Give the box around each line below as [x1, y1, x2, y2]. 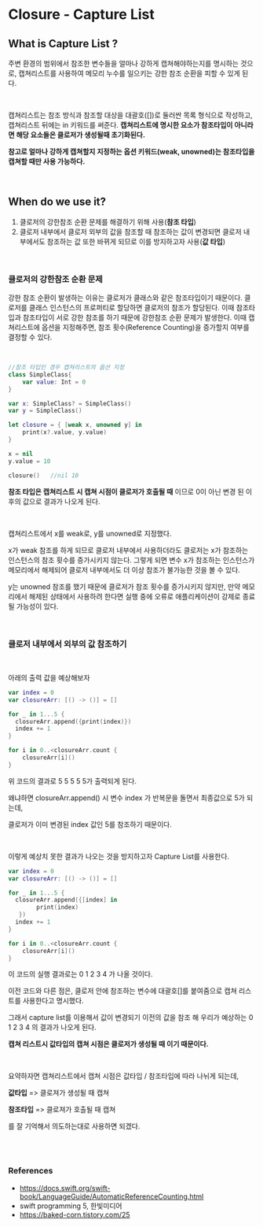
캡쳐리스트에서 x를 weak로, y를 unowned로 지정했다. [8, 528, 172, 538]
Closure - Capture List [8, 6, 155, 24]
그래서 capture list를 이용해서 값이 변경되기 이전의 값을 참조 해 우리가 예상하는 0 [8, 1013, 254, 1022]
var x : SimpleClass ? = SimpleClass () [8, 399, 132, 407]
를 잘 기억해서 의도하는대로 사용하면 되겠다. [8, 1121, 141, 1131]
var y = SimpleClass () [8, 407, 82, 415]
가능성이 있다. [16, 601, 59, 611]
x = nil [8, 450, 34, 458]
